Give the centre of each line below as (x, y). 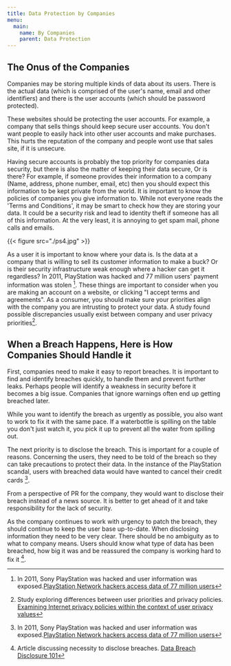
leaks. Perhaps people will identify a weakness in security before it (102, 386)
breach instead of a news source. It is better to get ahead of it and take (108, 501)
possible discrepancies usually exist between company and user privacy (110, 314)
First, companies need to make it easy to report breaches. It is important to (113, 372)
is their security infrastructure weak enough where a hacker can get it (106, 269)
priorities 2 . (22, 322)
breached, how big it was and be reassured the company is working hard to (114, 551)
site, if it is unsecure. (37, 148)
